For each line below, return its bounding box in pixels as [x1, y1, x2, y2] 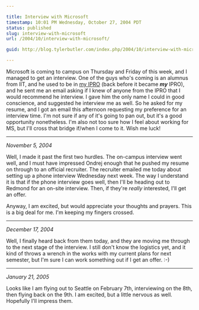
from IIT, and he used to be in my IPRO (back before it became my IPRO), [6, 81, 185, 88]
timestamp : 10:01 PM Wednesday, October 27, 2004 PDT [6, 19, 142, 25]
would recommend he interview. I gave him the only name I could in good [6, 93, 185, 100]
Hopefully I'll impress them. [6, 298, 73, 304]
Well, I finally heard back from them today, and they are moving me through [6, 238, 190, 244]
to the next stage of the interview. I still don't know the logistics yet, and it [6, 244, 186, 251]
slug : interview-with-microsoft [6, 30, 86, 36]
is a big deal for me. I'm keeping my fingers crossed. [6, 209, 134, 216]
